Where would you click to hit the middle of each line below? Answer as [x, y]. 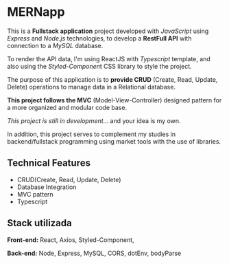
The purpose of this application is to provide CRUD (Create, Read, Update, [112, 79]
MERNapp [36, 12]
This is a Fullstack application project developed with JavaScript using [108, 31]
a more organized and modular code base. [67, 107]
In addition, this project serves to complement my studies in [92, 134]
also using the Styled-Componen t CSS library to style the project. [99, 66]
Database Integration [47, 187]
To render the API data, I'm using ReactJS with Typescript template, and [109, 58]
